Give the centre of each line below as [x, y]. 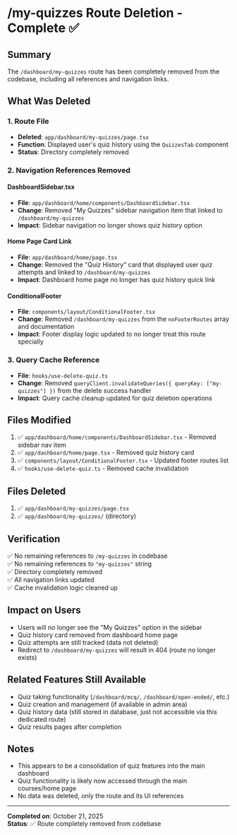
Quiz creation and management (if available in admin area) [103, 704]
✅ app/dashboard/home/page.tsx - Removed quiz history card [106, 452]
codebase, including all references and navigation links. [88, 79]
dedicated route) [42, 719]
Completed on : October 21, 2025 [55, 816]
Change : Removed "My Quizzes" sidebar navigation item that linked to [120, 210]
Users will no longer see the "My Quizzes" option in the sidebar [110, 627]
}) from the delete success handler [100, 390]
